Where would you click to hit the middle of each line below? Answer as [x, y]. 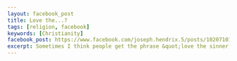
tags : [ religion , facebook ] [49, 27]
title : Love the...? [38, 20]
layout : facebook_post [41, 14]
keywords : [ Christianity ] [45, 33]
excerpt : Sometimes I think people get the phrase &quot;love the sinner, [120, 46]
